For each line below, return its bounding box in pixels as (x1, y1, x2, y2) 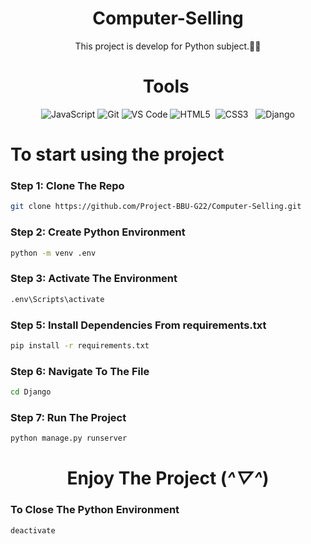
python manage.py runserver (10, 433, 128, 444)
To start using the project (10, 143, 225, 166)
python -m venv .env (10, 248, 97, 258)
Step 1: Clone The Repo (10, 178, 125, 192)
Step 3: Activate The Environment (10, 272, 178, 286)
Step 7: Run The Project (10, 410, 127, 424)
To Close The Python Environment (10, 503, 180, 517)
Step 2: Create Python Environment (10, 225, 186, 239)
